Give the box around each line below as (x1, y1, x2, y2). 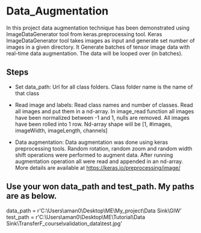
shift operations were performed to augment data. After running (14, 151, 173, 158)
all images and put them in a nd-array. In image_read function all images (14, 107, 194, 115)
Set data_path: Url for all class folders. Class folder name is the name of (14, 83, 193, 90)
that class (14, 89, 40, 97)
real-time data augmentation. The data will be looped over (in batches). (6, 49, 183, 57)
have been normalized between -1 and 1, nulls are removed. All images (14, 114, 190, 121)
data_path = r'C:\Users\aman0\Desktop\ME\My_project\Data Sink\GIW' (6, 207, 182, 214)
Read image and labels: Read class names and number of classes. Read (14, 101, 194, 108)
